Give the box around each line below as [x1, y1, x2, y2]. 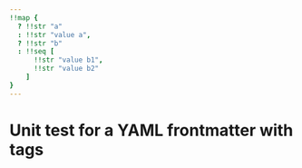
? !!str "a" [17, 22, 63, 31]
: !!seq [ [17, 47, 54, 56]
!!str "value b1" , [33, 55, 103, 64]
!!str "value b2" [33, 64, 100, 74]
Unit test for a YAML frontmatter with [9, 120, 294, 141]
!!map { [9, 13, 39, 23]
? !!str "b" [17, 38, 63, 48]
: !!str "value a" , [17, 30, 92, 39]
